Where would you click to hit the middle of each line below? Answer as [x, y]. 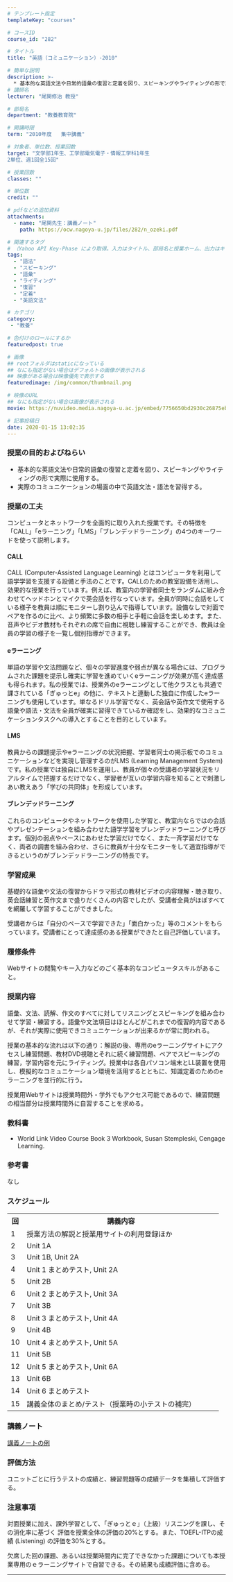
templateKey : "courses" [42, 20]
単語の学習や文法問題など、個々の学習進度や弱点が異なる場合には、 [104, 667]
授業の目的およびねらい [46, 453]
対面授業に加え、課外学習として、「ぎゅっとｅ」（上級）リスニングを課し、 [113, 1524]
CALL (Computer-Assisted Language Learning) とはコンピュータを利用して [114, 572]
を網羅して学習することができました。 [62, 909]
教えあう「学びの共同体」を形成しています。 [83, 786]
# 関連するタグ [26, 242]
